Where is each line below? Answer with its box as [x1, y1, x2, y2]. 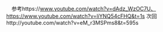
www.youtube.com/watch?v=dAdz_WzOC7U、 [40, 5, 156, 12]
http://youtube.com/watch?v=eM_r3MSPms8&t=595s [6, 20, 139, 26]
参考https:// [11, 5, 40, 12]
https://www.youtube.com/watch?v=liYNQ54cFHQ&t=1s [6, 12, 146, 20]
